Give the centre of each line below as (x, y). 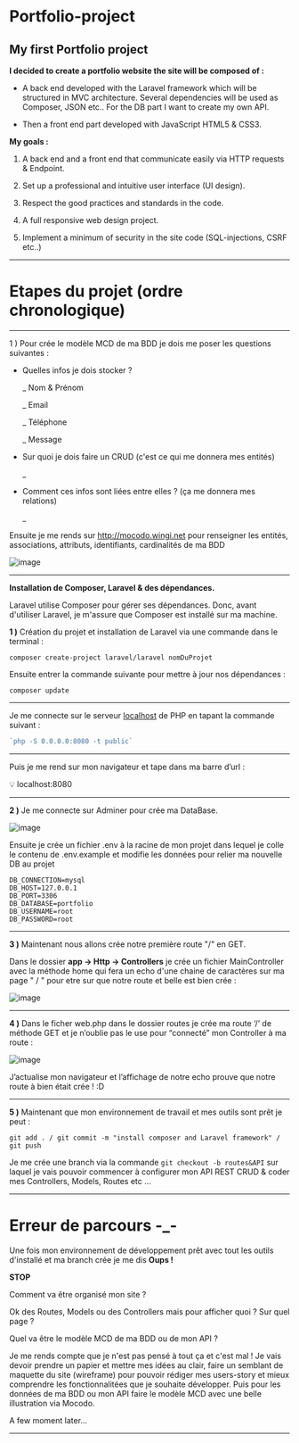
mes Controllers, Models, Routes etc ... (80, 1181)
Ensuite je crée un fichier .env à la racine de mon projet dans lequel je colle (147, 844)
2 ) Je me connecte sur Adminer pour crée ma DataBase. (113, 810)
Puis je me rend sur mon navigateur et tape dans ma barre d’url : (127, 767)
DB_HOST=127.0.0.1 (43, 888)
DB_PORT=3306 (33, 896)
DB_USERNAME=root (41, 911)
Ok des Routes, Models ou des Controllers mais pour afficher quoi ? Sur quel (149, 1311)
